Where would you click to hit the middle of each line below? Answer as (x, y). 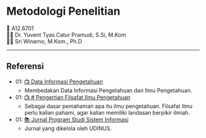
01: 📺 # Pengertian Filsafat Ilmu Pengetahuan (73, 97)
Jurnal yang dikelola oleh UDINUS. (68, 128)
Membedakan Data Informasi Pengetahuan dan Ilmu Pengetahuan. (108, 90)
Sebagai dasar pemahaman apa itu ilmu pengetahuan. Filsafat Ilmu (109, 106)
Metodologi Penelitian (63, 11)
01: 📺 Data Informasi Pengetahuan (59, 82)
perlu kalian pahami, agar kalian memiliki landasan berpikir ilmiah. (107, 112)
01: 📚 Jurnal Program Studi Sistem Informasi (72, 119)
